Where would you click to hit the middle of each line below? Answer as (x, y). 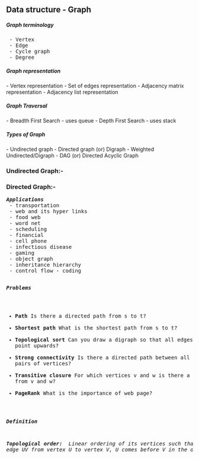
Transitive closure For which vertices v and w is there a (102, 376)
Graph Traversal (27, 106)
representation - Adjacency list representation (62, 92)
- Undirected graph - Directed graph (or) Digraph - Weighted (80, 149)
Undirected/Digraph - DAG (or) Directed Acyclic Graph (73, 156)
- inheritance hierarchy (45, 265)
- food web (25, 217)
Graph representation (33, 71)
